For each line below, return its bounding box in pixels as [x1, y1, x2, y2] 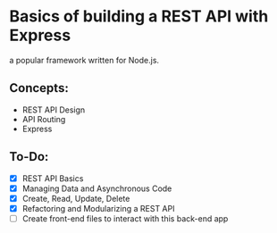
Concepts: [9, 80, 69, 96]
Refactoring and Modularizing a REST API [21, 203, 175, 213]
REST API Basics [21, 172, 84, 184]
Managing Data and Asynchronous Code [21, 183, 172, 194]
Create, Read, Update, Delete [21, 193, 130, 204]
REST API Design [21, 104, 86, 115]
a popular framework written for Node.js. [9, 54, 159, 65]
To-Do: [9, 149, 49, 164]
